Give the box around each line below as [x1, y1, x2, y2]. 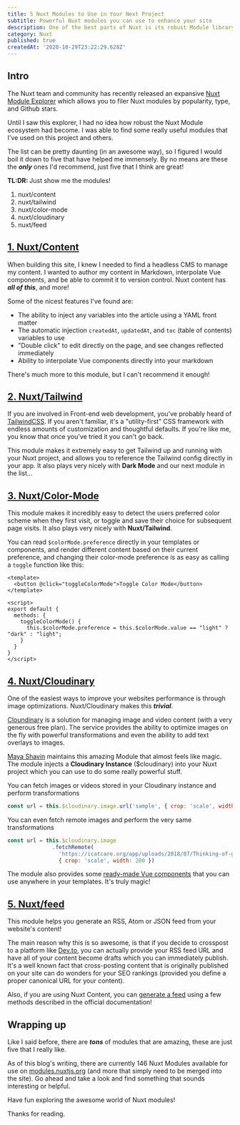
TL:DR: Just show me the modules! [7, 176, 111, 184]
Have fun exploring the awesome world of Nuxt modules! [7, 1096, 176, 1104]
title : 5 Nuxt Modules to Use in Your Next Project [7, 10, 164, 18]
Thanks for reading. [7, 1109, 66, 1119]
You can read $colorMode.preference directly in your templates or [7, 537, 200, 547]
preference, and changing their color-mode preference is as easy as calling [7, 553, 230, 562]
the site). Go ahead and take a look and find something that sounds [7, 1074, 205, 1083]
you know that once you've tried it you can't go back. [7, 432, 164, 441]
